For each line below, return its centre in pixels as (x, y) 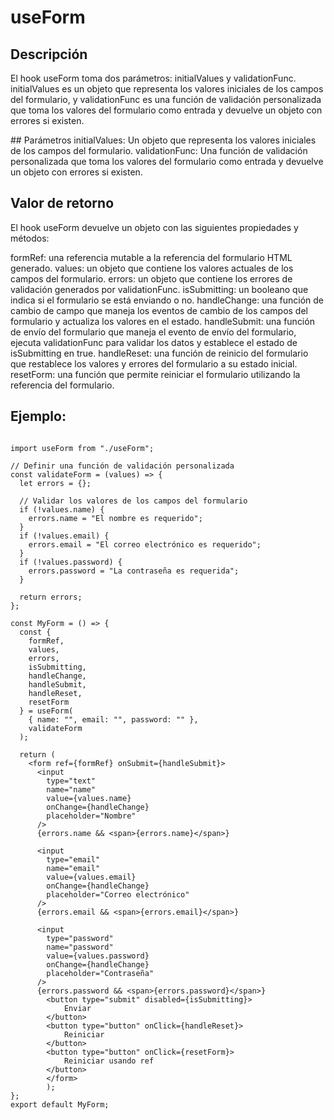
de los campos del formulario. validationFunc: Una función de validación (159, 150)
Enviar (77, 1008)
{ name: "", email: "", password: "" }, (113, 719)
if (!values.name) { (62, 509)
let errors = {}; (55, 483)
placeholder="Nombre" (91, 816)
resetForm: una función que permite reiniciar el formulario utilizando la (155, 374)
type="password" (80, 938)
